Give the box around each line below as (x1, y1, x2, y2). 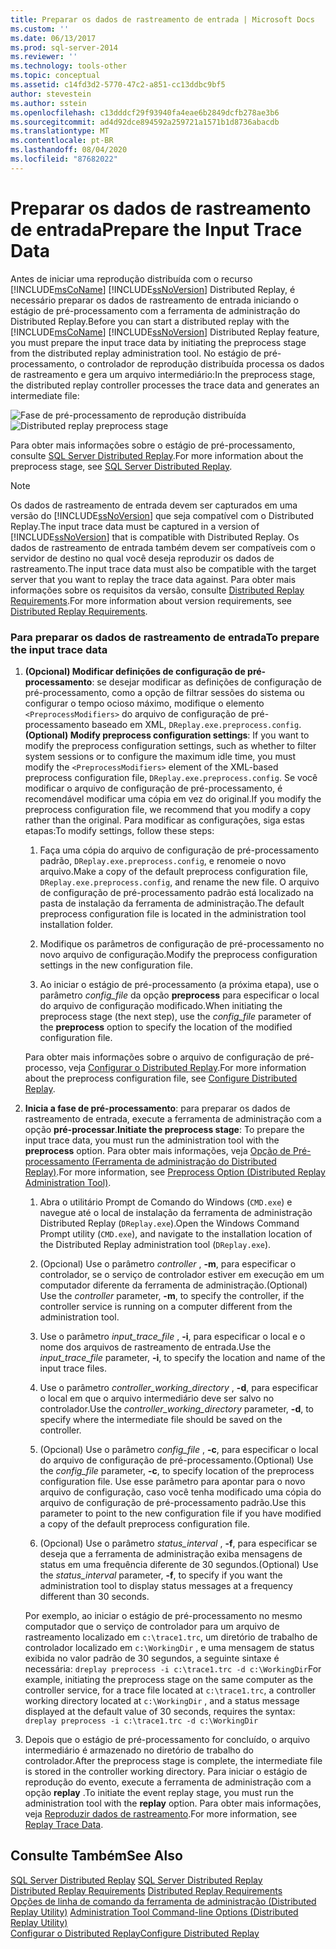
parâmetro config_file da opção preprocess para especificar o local (39, 989, 320, 1001)
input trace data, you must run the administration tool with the (24, 1134, 280, 1146)
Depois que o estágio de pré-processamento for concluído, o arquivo (24, 1733, 311, 1745)
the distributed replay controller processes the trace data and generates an (10, 379, 320, 391)
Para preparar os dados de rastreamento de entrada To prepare (10, 630, 320, 644)
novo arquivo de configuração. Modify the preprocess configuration (39, 948, 318, 960)
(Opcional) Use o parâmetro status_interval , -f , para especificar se (39, 1537, 318, 1549)
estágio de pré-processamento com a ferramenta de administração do (10, 304, 301, 316)
